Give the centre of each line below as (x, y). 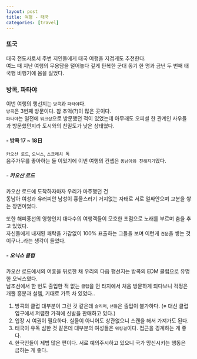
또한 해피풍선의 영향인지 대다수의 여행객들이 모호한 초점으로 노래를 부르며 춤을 (96, 219)
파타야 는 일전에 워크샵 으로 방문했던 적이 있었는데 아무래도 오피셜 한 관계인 (89, 118)
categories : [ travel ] (33, 22)
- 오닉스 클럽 (21, 255)
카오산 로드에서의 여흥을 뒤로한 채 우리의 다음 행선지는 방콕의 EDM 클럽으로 (93, 271)
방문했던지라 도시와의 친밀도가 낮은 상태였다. (63, 126)
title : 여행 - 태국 (27, 17)
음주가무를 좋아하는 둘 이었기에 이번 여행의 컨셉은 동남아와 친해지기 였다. (86, 161)
